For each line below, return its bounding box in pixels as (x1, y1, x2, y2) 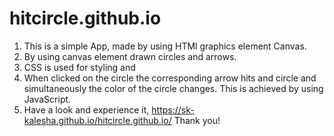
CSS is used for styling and (23, 61, 136, 73)
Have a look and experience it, (23, 103, 150, 116)
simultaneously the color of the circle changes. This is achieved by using (23, 82, 324, 94)
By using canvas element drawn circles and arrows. (23, 50, 237, 62)
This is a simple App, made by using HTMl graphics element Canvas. (23, 40, 307, 52)
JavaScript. (23, 93, 72, 105)
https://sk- (151, 103, 195, 116)
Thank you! (173, 114, 221, 126)
